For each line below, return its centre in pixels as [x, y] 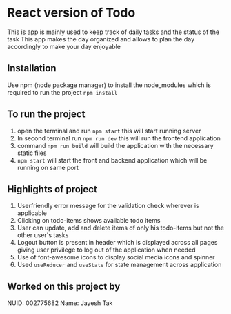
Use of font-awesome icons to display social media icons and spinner [116, 257]
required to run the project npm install [62, 92]
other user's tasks [43, 235]
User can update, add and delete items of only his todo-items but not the [120, 228]
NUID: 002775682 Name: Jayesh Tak [60, 303]
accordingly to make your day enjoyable [64, 46]
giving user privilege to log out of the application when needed [106, 250]
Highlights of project [52, 189]
